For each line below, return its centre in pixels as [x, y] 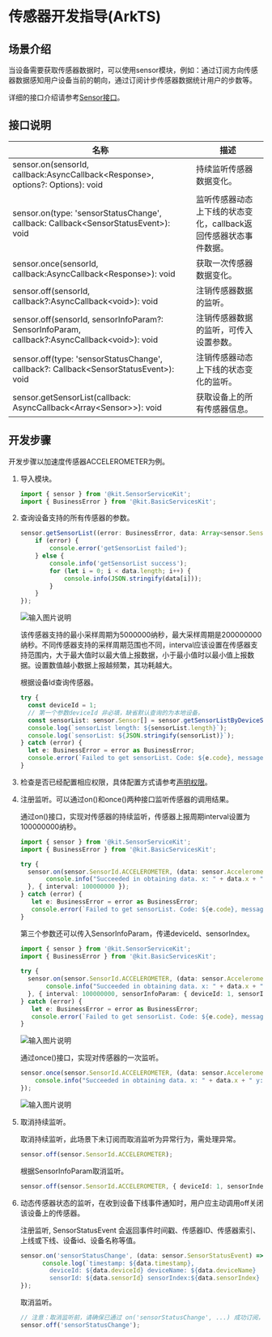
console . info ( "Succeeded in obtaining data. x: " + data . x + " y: [149, 1081]
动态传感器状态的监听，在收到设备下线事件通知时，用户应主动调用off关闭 [142, 1202]
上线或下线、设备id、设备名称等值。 [80, 1240]
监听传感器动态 [224, 199]
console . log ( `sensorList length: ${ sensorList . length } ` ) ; [127, 728]
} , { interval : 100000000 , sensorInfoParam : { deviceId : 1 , [131, 993]
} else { [50, 556]
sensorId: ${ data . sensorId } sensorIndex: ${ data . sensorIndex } [155, 1278]
